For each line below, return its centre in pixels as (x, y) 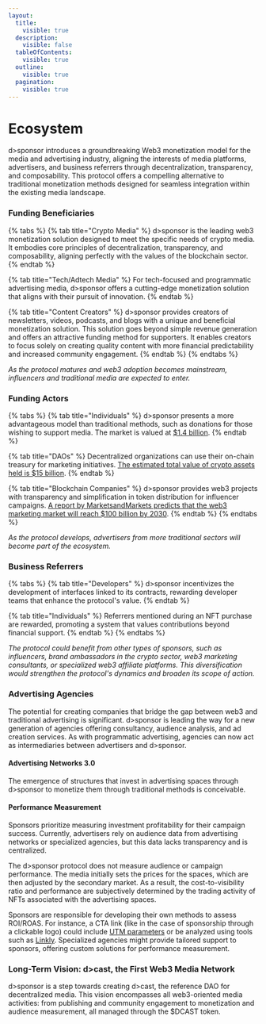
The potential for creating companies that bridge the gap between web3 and (133, 711)
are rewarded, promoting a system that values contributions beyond (119, 624)
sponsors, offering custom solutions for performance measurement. (119, 948)
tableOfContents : (44, 52)
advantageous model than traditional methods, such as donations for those (131, 424)
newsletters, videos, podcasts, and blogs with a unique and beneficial (122, 320)
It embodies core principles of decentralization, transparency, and (116, 247)
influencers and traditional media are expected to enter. (99, 378)
